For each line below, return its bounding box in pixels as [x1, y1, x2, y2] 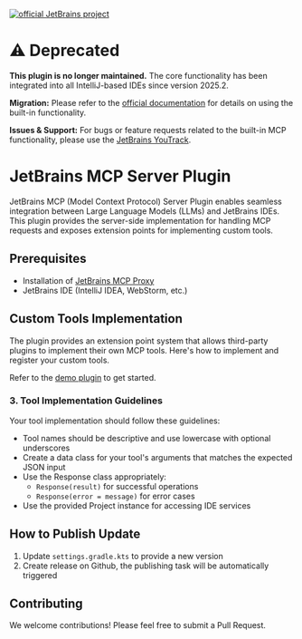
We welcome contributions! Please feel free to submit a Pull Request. [9, 620, 267, 631]
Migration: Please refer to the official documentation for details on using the [9, 97, 294, 108]
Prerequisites [9, 251, 87, 266]
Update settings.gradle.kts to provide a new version [22, 550, 224, 561]
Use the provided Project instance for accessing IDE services [22, 499, 251, 511]
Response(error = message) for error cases [35, 490, 196, 501]
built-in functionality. [9, 107, 87, 118]
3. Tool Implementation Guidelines [9, 394, 163, 407]
